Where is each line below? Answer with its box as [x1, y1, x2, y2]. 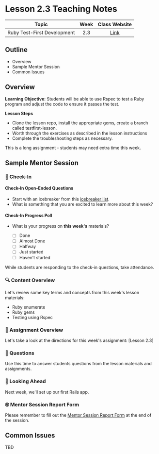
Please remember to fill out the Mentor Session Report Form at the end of [5, 412, 152, 418]
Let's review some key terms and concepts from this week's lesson [5, 289, 140, 295]
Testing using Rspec [12, 314, 53, 320]
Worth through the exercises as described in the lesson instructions [12, 130, 147, 136]
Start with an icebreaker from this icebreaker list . [12, 196, 110, 202]
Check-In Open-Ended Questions [5, 185, 74, 191]
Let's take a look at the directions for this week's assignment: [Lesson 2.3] [5, 337, 154, 343]
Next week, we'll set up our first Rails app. [5, 389, 89, 395]
